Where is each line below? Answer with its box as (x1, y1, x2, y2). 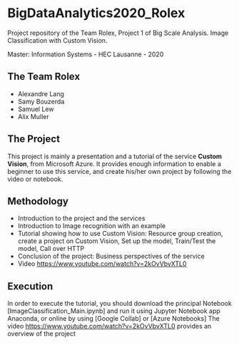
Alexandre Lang (17, 89, 64, 98)
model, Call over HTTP (17, 244, 84, 253)
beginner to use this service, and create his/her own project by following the (7, 167, 232, 175)
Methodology (7, 195, 69, 207)
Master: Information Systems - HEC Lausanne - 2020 (7, 50, 164, 58)
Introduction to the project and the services (17, 214, 146, 222)
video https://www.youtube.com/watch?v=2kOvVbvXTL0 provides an (7, 322, 212, 331)
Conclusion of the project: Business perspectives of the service (17, 252, 205, 261)
